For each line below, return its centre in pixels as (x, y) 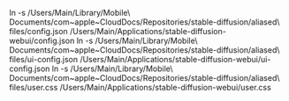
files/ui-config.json (43, 59)
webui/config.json (42, 40)
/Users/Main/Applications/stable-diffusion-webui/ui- (175, 59)
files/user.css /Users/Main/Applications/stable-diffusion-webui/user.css (140, 87)
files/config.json (38, 31)
